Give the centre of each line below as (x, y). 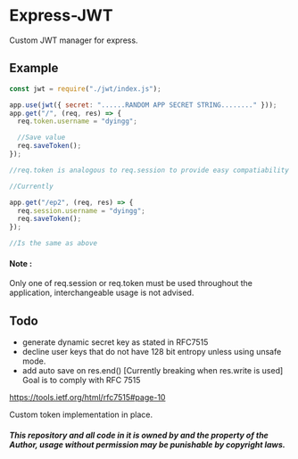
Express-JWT (61, 16)
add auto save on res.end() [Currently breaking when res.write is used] (153, 371)
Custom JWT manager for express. (74, 40)
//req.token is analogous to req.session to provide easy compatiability (149, 170)
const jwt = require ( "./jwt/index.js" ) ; (86, 89)
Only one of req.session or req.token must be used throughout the (131, 283)
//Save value (41, 138)
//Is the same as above (54, 243)
